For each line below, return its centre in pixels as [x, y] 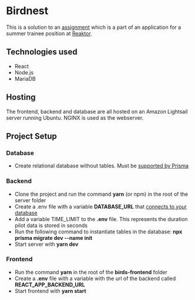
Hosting [21, 98]
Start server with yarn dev [46, 244]
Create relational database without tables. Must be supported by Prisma [102, 166]
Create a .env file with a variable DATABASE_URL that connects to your [100, 206]
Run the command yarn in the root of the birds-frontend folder [91, 272]
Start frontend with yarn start [50, 291]
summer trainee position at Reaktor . [49, 33]
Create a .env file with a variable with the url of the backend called [95, 278]
